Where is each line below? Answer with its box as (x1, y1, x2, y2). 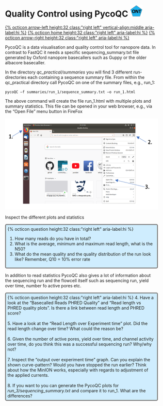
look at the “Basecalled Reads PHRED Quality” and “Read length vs (7, 299, 142, 306)
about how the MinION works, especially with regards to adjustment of (7, 367, 148, 373)
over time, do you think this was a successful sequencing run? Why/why (7, 341, 152, 347)
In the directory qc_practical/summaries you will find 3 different (5, 69, 132, 75)
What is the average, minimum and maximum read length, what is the (14, 240, 153, 246)
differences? (7, 393, 33, 399)
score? (7, 310, 21, 316)
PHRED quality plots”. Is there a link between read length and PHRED (7, 305, 145, 311)
